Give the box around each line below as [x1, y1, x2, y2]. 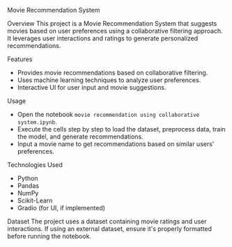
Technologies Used [7, 161, 63, 169]
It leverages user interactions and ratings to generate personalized [7, 34, 199, 42]
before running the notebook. [7, 232, 92, 240]
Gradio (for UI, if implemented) [17, 204, 106, 212]
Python [17, 174, 38, 182]
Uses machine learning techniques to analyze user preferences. [17, 76, 201, 84]
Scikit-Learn [17, 196, 53, 205]
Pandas [17, 182, 40, 190]
